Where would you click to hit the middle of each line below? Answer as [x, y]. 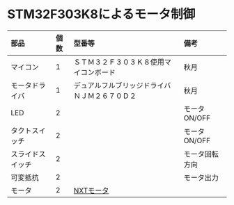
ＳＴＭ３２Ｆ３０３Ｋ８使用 [119, 62]
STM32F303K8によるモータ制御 [101, 14]
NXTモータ [91, 190]
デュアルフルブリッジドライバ [122, 85]
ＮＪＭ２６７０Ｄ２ [105, 96]
